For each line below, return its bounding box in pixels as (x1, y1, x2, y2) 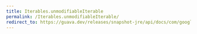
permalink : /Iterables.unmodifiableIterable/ (6, 14, 119, 20)
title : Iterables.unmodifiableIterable (6, 8, 104, 14)
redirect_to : (6, 19, 38, 25)
